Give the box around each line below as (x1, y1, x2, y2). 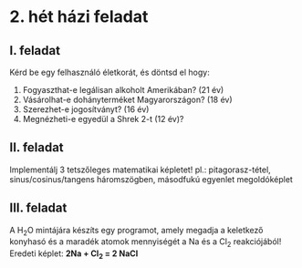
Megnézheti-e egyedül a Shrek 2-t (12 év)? (22, 114, 184, 124)
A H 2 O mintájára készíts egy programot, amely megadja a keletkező (9, 224, 264, 238)
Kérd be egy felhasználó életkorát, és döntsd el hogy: (9, 67, 210, 77)
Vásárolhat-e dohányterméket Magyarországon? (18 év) (22, 94, 233, 105)
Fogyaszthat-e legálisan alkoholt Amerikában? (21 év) (22, 85, 224, 95)
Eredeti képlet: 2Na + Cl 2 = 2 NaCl (9, 248, 139, 262)
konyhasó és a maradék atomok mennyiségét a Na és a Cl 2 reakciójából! (9, 236, 282, 250)
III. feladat (9, 201, 68, 216)
